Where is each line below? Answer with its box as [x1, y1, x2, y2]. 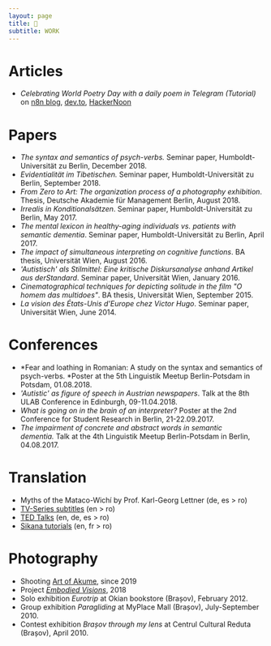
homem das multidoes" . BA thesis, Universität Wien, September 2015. [19, 290, 254, 300]
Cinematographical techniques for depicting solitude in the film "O [19, 281, 243, 292]
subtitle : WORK [8, 27, 60, 35]
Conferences [8, 336, 99, 354]
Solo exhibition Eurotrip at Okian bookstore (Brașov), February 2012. [19, 593, 248, 604]
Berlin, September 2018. [19, 178, 101, 188]
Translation [8, 468, 87, 487]
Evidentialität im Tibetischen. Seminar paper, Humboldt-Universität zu [19, 169, 254, 179]
